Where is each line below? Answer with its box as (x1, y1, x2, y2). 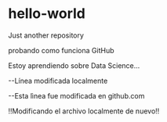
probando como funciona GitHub (8, 45, 114, 55)
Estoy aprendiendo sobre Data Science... (8, 60, 140, 70)
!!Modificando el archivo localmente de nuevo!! (8, 106, 160, 116)
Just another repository (8, 30, 85, 40)
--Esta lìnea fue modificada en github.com (8, 91, 145, 100)
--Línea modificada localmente (8, 76, 108, 85)
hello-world (8, 5, 86, 23)
